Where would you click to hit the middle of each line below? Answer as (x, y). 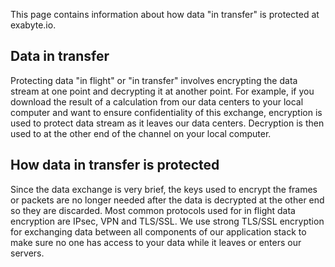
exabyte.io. (33, 25)
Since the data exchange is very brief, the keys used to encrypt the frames (164, 189)
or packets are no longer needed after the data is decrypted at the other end (167, 200)
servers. (27, 253)
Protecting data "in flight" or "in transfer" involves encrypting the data (154, 80)
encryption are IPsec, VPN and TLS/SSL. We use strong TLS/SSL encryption (167, 221)
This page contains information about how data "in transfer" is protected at (165, 14)
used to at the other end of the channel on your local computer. (141, 133)
